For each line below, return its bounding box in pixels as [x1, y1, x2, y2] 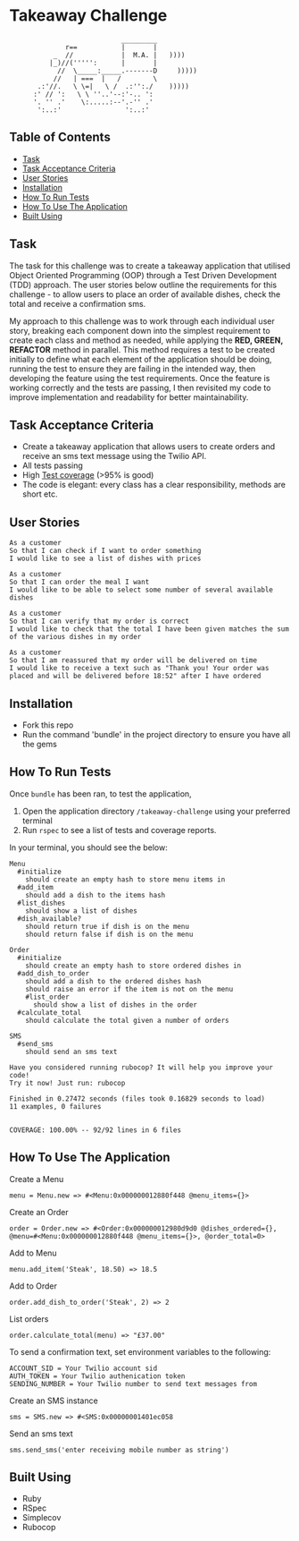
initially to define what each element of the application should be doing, [9, 353, 272, 364]
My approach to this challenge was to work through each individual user [9, 315, 275, 327]
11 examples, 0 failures [9, 1102, 102, 1111]
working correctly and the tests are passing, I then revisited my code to [9, 382, 271, 393]
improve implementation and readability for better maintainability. [9, 391, 249, 403]
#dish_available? [17, 914, 82, 923]
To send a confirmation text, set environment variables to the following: [9, 1346, 271, 1357]
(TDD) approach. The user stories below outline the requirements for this [9, 279, 278, 290]
